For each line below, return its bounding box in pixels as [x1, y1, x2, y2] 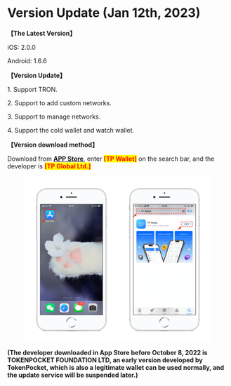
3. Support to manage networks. [7, 112, 101, 121]
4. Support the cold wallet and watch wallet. [7, 126, 135, 134]
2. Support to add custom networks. [7, 98, 112, 107]
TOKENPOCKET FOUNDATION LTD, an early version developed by [7, 356, 204, 364]
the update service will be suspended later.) [7, 371, 138, 379]
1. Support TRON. [7, 85, 58, 93]
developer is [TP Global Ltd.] [7, 161, 91, 170]
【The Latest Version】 [7, 29, 76, 37]
